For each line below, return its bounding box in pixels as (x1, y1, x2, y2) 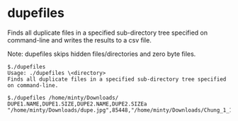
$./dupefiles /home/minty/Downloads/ (7, 94, 119, 101)
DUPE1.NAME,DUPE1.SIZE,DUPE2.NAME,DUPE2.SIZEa (7, 100, 147, 108)
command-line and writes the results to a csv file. (7, 35, 152, 44)
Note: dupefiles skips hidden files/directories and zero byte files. (7, 50, 196, 58)
